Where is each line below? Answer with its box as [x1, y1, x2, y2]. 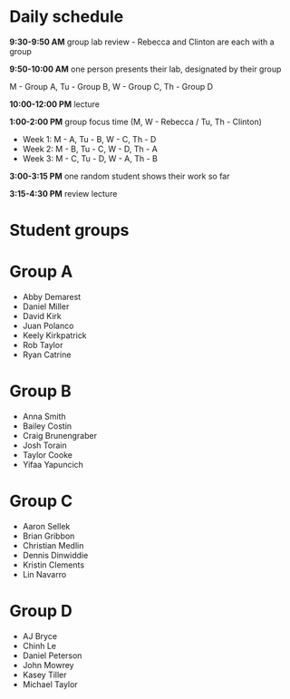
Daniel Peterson [22, 650, 82, 661]
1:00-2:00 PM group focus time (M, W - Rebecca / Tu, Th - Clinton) [9, 116, 263, 127]
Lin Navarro [22, 568, 67, 579]
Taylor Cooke [22, 450, 72, 460]
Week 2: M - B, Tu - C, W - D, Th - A [22, 143, 159, 154]
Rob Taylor [22, 340, 63, 351]
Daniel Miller [22, 301, 70, 312]
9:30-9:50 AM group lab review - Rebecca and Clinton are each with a [9, 36, 275, 47]
